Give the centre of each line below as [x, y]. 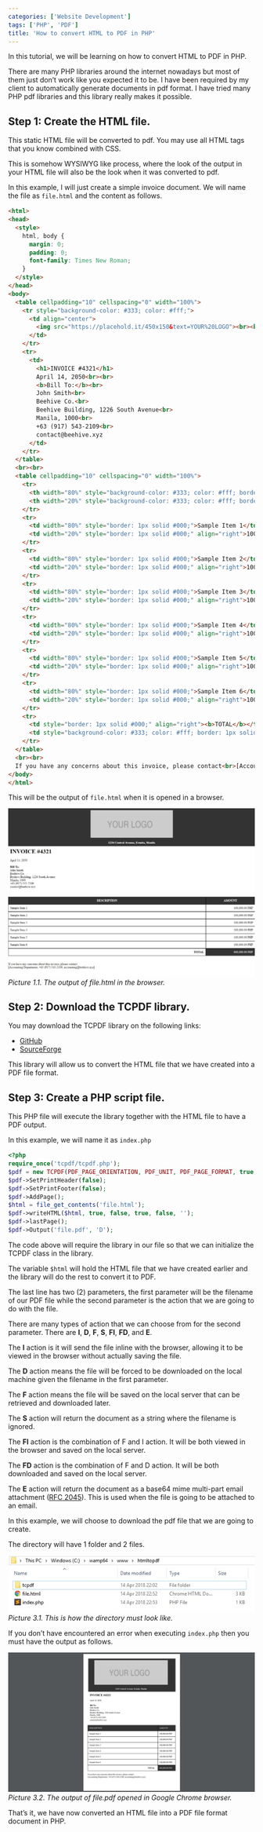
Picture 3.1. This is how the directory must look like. [91, 1618]
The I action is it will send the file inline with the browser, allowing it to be [126, 1347]
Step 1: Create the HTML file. [79, 121]
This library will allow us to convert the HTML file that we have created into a [131, 1065]
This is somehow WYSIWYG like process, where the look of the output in [125, 164]
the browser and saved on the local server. [77, 1450]
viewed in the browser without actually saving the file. [95, 1355]
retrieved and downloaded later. [59, 1402]
